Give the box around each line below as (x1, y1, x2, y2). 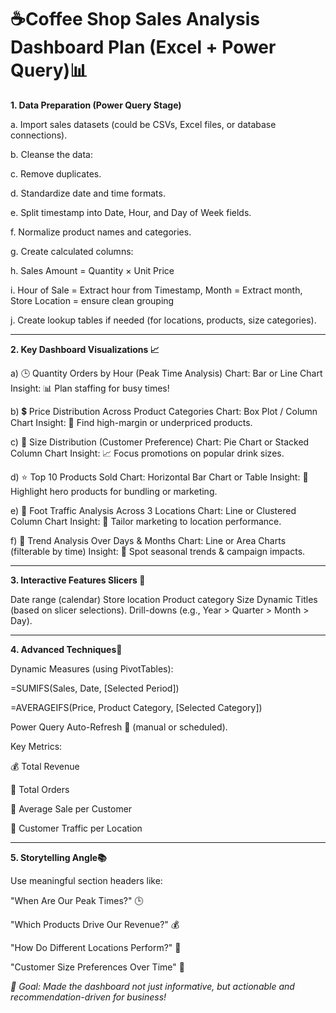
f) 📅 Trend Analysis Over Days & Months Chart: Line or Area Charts (10, 534, 287, 546)
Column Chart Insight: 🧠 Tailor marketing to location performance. (10, 515, 282, 527)
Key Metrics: (10, 740, 63, 752)
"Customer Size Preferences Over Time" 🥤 (10, 961, 185, 973)
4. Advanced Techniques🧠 (10, 643, 123, 655)
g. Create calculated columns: (10, 245, 134, 257)
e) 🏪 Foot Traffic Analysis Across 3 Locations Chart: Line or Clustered (10, 504, 297, 516)
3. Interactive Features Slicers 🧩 (10, 574, 146, 586)
